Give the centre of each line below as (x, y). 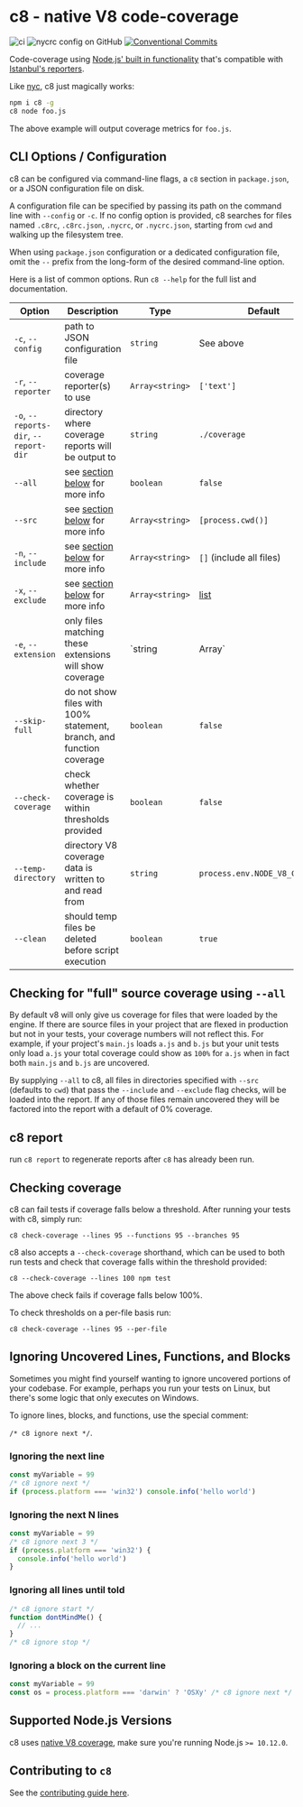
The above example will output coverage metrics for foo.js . (120, 128)
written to (85, 879)
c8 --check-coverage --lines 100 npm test (90, 1278)
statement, (87, 726)
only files (84, 620)
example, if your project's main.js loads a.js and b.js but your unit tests (144, 1043)
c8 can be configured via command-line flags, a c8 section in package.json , (149, 179)
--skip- (30, 721)
